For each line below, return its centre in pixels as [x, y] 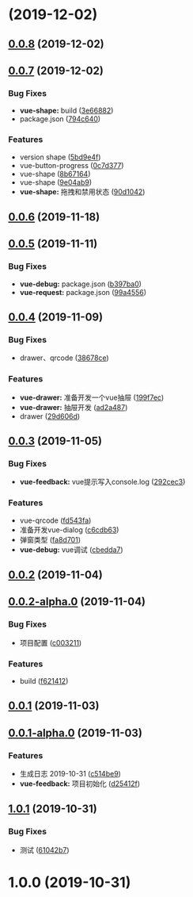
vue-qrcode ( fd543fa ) [55, 520]
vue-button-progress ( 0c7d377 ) [72, 165]
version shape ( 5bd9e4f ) [60, 157]
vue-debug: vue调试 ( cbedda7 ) [72, 550]
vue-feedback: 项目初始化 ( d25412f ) [80, 784]
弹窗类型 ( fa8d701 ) [50, 539]
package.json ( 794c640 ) [60, 119]
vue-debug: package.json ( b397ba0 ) [81, 284]
